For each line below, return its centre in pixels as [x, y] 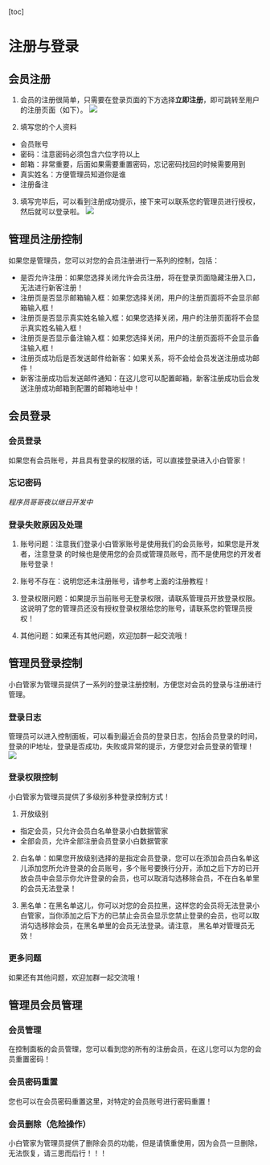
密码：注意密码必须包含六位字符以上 [80, 154]
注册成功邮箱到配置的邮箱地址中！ [84, 388]
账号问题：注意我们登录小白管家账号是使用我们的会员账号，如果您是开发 [139, 544]
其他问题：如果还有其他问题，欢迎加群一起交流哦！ [104, 636]
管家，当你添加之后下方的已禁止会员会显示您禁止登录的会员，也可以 [140, 915]
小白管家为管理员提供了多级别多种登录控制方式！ [89, 796]
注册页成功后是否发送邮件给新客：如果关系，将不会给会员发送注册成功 [136, 358]
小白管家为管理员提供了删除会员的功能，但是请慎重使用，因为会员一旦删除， [135, 1143]
